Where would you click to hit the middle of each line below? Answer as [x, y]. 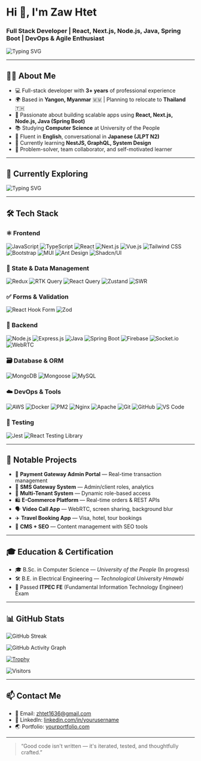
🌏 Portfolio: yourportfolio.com [52, 726]
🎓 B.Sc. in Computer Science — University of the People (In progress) [102, 570]
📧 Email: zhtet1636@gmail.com [53, 713]
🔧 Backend [22, 325]
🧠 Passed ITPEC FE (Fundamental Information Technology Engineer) [99, 587]
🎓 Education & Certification [60, 552]
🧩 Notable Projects [42, 460]
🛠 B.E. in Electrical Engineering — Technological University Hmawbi [99, 579]
